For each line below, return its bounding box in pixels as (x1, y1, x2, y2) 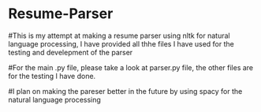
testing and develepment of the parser (8, 47, 133, 57)
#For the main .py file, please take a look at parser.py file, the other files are (8, 62, 254, 72)
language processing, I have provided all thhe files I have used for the (8, 39, 234, 48)
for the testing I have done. (8, 71, 96, 80)
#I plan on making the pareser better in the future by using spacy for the (8, 86, 243, 95)
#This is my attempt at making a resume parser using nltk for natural (8, 31, 230, 40)
